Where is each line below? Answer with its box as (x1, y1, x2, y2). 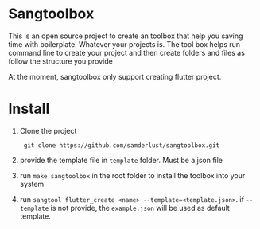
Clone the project (19, 126, 77, 135)
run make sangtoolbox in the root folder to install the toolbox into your (19, 170, 246, 180)
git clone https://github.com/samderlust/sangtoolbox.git (23, 141, 220, 149)
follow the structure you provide (8, 56, 113, 66)
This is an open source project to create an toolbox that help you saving (8, 31, 243, 41)
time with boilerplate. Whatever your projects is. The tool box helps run (8, 39, 241, 49)
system (19, 179, 45, 188)
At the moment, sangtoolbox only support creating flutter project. (8, 72, 222, 81)
